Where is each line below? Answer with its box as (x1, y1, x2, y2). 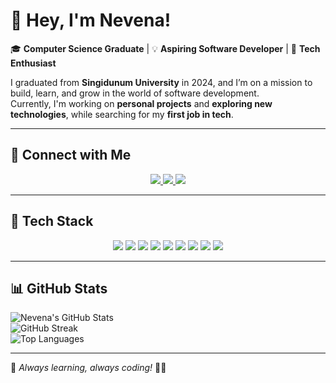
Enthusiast (10, 57, 57, 69)
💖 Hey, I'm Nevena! (10, 9, 172, 32)
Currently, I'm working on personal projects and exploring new (10, 97, 273, 109)
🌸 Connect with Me (10, 147, 132, 164)
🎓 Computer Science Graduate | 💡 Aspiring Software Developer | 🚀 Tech (10, 42, 321, 54)
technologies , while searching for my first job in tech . (10, 108, 234, 120)
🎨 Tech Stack (10, 213, 94, 230)
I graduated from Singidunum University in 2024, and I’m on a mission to (10, 76, 313, 88)
